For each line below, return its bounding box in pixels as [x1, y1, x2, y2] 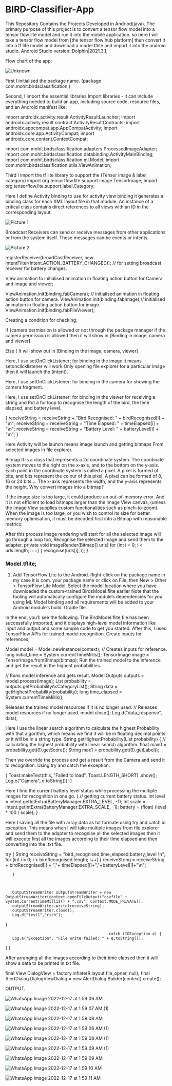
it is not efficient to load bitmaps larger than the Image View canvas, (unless [5, 499, 166, 505]
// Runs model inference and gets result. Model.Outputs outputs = [5, 672, 144, 678]
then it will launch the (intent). [5, 369, 68, 375]
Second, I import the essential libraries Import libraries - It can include [5, 93, 153, 99]
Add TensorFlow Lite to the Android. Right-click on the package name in [12, 572, 165, 578]
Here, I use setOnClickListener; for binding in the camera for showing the [5, 378, 160, 384]
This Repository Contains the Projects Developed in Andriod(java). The [5, 21, 155, 27]
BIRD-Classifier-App [5, 4, 94, 15]
